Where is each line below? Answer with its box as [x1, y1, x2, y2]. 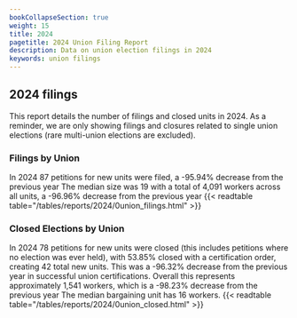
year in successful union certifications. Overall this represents [9, 271, 236, 282]
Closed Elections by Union [9, 223, 125, 235]
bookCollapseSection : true [9, 12, 109, 22]
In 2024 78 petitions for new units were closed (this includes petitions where [9, 242, 289, 253]
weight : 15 [9, 21, 50, 30]
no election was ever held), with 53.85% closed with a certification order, [9, 252, 277, 263]
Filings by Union [9, 152, 81, 164]
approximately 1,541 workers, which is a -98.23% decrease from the [9, 281, 259, 291]
